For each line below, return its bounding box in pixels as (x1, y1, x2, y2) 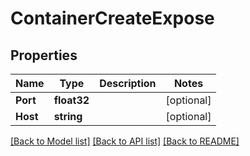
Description (99, 77, 157, 90)
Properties (10, 47, 78, 64)
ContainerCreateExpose (10, 7, 215, 30)
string (53, 110, 83, 123)
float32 (53, 93, 90, 107)
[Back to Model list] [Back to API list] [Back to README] (10, 135, 240, 147)
